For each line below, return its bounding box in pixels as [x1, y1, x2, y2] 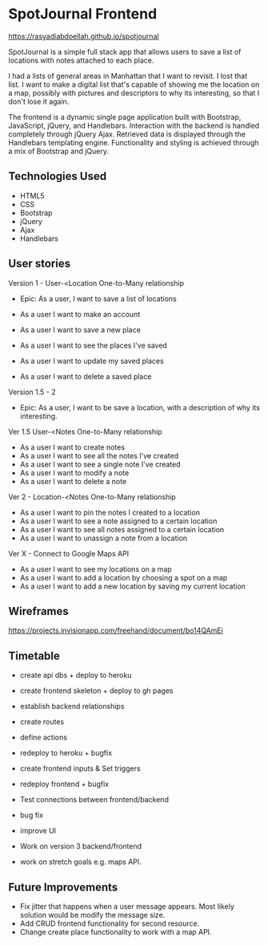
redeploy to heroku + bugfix [19, 748, 113, 758]
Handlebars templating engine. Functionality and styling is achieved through [8, 137, 259, 147]
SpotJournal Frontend [8, 5, 158, 23]
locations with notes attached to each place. [8, 55, 154, 65]
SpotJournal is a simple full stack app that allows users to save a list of [8, 47, 242, 56]
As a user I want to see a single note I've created [19, 459, 182, 469]
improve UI [19, 826, 57, 836]
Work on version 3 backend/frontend [19, 841, 142, 851]
